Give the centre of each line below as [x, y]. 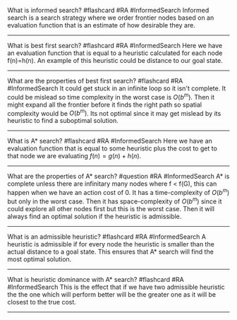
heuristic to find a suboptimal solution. [63, 121]
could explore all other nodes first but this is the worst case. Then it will [111, 208]
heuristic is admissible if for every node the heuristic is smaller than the [111, 244]
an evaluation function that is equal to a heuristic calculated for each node [115, 53]
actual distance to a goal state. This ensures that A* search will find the [110, 251]
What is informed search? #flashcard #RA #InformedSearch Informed [108, 10]
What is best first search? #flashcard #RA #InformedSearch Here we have [115, 46]
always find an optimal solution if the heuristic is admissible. [95, 216]
